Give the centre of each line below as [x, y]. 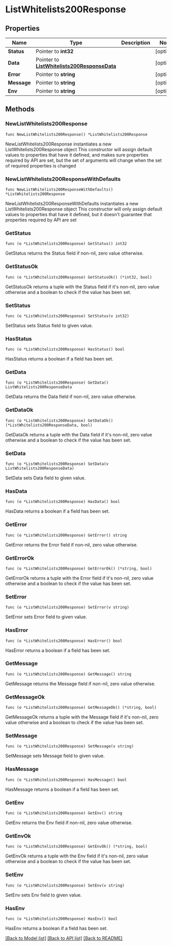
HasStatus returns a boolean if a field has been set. [59, 359]
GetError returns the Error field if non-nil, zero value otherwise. [72, 544]
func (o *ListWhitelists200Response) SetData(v [57, 464]
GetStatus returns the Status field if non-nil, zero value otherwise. [74, 253]
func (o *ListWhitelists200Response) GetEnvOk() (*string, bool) [76, 847]
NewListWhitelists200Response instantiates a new [58, 144]
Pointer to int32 [55, 51]
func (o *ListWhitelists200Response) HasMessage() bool [66, 780]
